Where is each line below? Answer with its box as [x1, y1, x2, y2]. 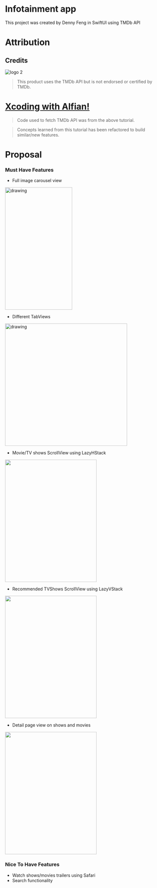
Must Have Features [5, 166, 54, 173]
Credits [5, 56, 28, 65]
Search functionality [12, 877, 53, 883]
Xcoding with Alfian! [5, 101, 90, 112]
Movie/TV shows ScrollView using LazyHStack [12, 450, 106, 456]
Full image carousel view [12, 178, 62, 184]
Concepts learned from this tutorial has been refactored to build [17, 126, 145, 133]
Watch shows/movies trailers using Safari [12, 872, 96, 878]
